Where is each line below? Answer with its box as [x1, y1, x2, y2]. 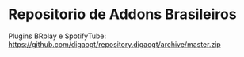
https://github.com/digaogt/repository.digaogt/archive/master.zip [8, 39, 222, 48]
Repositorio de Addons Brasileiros [8, 5, 237, 23]
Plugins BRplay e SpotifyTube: [8, 31, 107, 41]
